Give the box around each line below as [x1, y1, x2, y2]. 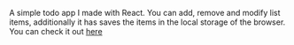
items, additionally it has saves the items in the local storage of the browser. [9, 17, 286, 27]
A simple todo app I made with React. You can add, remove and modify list [9, 8, 281, 18]
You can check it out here [9, 26, 104, 36]
